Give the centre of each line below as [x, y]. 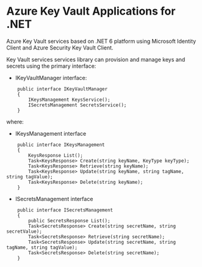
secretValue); [24, 231]
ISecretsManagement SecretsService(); [78, 105]
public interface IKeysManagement [61, 145]
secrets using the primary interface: [51, 66]
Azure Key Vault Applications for [91, 11]
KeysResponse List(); [56, 155]
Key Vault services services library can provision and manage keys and [96, 59]
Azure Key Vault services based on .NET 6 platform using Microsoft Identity [101, 41]
